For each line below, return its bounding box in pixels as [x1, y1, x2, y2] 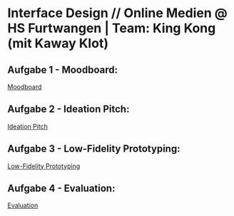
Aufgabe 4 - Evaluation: [7, 182, 116, 195]
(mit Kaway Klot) [7, 36, 109, 51]
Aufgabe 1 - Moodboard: [7, 63, 118, 76]
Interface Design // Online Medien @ [7, 5, 228, 21]
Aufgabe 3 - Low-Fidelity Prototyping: [7, 143, 180, 155]
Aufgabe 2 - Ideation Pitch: [7, 103, 130, 115]
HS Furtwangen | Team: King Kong [7, 20, 216, 36]
